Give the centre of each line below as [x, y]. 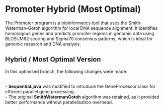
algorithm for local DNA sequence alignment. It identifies [100, 28]
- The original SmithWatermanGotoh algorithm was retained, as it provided [82, 97]
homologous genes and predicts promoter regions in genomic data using [80, 33]
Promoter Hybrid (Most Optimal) [73, 9]
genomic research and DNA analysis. [43, 44]
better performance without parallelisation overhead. [59, 102]
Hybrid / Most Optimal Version [53, 60]
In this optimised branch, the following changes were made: [66, 71]
